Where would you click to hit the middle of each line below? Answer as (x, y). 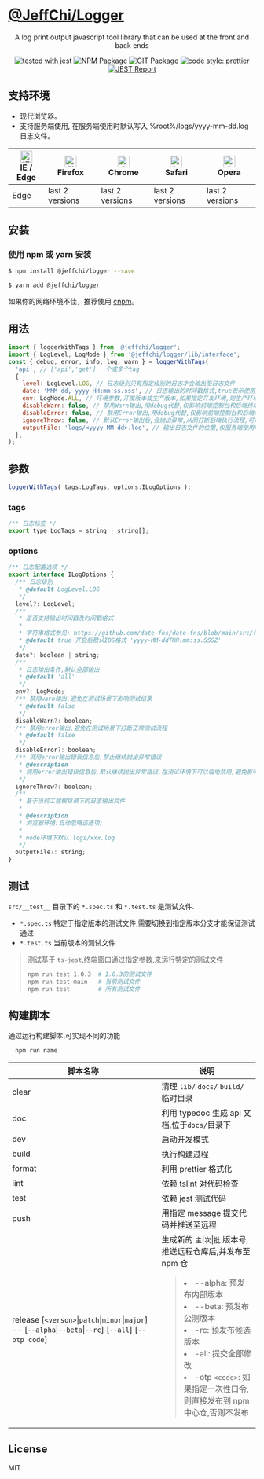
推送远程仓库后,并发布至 (206, 1252)
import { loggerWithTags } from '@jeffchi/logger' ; (94, 347)
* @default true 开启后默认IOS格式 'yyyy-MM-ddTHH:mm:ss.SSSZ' (120, 640)
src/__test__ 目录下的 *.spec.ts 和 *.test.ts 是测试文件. (101, 906)
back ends (132, 45)
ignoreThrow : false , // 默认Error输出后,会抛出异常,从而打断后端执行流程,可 (138, 420)
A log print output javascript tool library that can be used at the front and (132, 37)
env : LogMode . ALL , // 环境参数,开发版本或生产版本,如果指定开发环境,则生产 (135, 398)
